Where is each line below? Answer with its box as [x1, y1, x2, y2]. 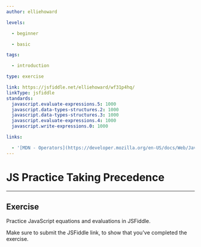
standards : [6, 95, 33, 102]
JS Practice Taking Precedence [6, 170, 165, 184]
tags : [6, 52, 20, 58]
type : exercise [6, 74, 44, 80]
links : [6, 134, 23, 140]
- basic [11, 41, 31, 47]
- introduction [11, 63, 50, 69]
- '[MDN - [11, 145, 36, 151]
